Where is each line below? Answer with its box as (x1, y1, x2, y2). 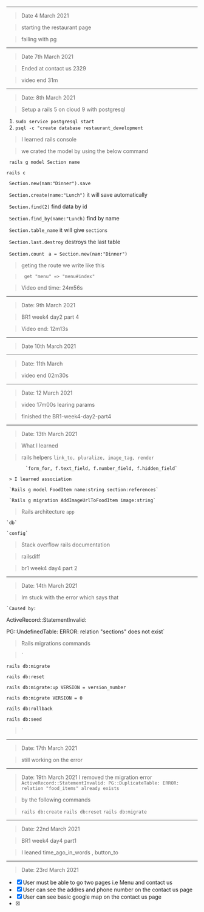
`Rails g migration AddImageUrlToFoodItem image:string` (8, 497, 156, 503)
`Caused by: (6, 605, 36, 611)
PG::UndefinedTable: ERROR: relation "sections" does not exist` (6, 628, 165, 635)
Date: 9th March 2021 (21, 302, 76, 308)
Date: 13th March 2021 (21, 430, 78, 437)
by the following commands (21, 796, 91, 803)
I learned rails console (21, 136, 77, 143)
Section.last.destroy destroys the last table (8, 238, 121, 245)
